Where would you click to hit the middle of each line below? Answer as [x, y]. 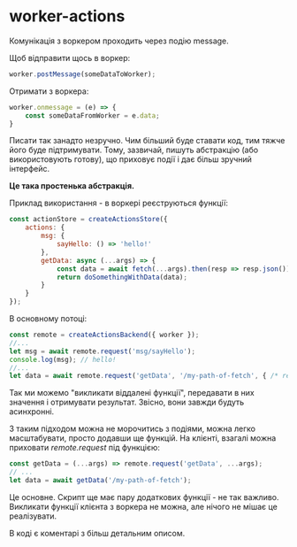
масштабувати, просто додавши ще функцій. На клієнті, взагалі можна [143, 438]
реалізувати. [33, 516]
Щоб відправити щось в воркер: [70, 58]
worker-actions [67, 16]
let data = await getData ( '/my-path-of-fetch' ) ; [100, 481]
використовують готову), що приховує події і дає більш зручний [130, 159]
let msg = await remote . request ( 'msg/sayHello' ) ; [103, 351]
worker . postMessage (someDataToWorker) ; [83, 74]
